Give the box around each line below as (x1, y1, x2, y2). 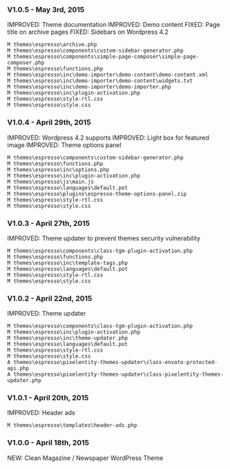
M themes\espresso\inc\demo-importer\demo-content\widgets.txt (7, 77, 193, 84)
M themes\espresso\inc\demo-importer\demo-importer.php (7, 84, 171, 90)
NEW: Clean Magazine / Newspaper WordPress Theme (7, 454, 164, 462)
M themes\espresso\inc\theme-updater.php (7, 335, 128, 342)
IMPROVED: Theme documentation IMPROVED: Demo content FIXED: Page (7, 21, 220, 29)
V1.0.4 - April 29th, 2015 (7, 117, 91, 127)
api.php (7, 365, 30, 372)
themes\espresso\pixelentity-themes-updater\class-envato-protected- (13, 359, 218, 366)
